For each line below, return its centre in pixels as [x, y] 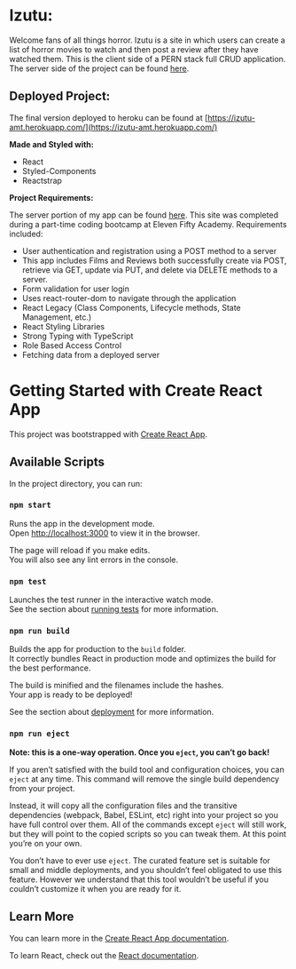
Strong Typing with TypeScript [78, 336]
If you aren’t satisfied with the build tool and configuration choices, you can [147, 769]
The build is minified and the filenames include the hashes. [117, 686]
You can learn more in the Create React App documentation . [119, 938]
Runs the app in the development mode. [82, 523]
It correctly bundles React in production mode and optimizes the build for [143, 659]
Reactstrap [42, 180]
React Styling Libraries [63, 326]
